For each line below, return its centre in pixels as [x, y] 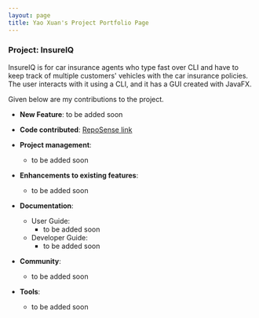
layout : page [29, 15]
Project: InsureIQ [41, 50]
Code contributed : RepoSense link [76, 130]
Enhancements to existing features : [79, 175]
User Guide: [51, 221]
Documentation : [46, 206]
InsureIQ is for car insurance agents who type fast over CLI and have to [124, 67]
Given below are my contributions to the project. [86, 99]
